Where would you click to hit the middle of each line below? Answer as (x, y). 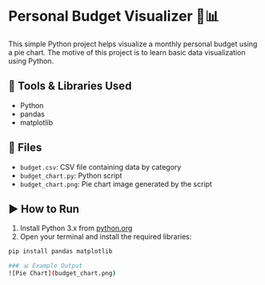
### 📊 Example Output (45, 266)
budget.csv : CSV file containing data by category (100, 167)
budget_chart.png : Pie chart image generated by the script (116, 184)
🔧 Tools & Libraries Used (70, 86)
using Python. (31, 61)
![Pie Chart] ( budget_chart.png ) (62, 274)
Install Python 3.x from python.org (76, 228)
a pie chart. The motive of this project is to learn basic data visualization (127, 52)
